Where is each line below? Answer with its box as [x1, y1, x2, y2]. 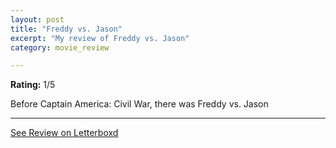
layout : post [10, 14, 65, 25]
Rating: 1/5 [10, 79, 56, 91]
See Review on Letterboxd [10, 127, 119, 139]
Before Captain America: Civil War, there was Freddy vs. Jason [10, 98, 269, 110]
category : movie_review [10, 42, 110, 53]
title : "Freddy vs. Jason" [10, 24, 123, 34]
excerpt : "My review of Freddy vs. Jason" [10, 33, 190, 43]
